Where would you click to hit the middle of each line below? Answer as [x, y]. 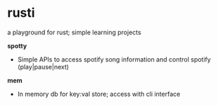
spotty [17, 45]
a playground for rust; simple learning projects [75, 32]
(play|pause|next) [43, 66]
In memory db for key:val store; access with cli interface [99, 94]
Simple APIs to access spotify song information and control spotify [114, 59]
